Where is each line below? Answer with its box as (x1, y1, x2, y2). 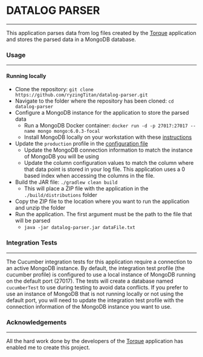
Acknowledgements (6, 318, 67, 326)
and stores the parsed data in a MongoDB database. (6, 36, 137, 43)
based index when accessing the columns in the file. (24, 172, 155, 179)
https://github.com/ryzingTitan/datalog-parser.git (14, 92, 148, 98)
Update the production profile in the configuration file (14, 140, 148, 147)
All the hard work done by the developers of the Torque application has (6, 338, 184, 345)
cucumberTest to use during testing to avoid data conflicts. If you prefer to (6, 283, 188, 291)
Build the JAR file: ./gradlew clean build (14, 179, 118, 186)
